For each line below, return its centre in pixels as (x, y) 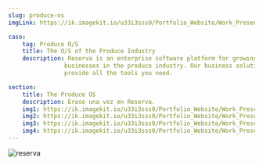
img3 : (31, 124)
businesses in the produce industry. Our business (148, 66)
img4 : (31, 131)
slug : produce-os (36, 15)
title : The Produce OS (59, 95)
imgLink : (22, 23)
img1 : (31, 109)
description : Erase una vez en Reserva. (89, 102)
